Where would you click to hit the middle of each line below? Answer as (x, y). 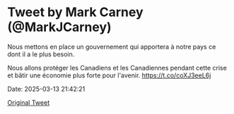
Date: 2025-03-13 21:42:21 (46, 89)
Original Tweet (29, 102)
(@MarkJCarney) (59, 27)
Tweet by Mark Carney (75, 12)
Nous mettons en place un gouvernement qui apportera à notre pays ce (112, 46)
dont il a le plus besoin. (41, 54)
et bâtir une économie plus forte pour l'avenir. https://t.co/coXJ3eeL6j (109, 75)
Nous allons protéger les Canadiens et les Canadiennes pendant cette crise (117, 68)
